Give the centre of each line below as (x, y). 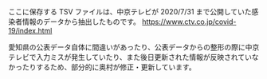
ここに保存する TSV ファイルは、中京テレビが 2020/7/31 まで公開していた (130, 12)
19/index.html (30, 31)
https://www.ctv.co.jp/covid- (189, 22)
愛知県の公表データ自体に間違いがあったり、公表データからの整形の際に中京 (134, 47)
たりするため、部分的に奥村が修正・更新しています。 (109, 67)
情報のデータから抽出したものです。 (81, 22)
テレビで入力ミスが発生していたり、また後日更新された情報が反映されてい (130, 57)
